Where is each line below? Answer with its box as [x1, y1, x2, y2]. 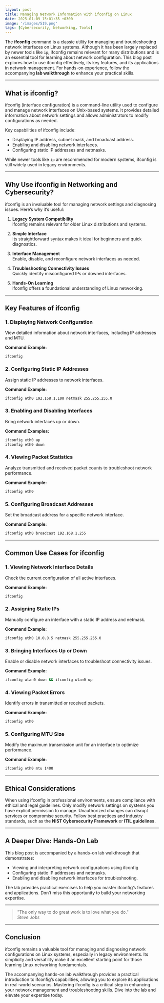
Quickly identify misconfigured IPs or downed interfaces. [12, 270, 127, 276]
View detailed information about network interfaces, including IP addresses [5, 330, 156, 336]
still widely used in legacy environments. [5, 161, 87, 167]
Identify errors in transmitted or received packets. [5, 700, 105, 706]
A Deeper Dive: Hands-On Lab [5, 837, 99, 845]
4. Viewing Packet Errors [5, 689, 65, 695]
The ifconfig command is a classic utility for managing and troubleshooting [5, 39, 157, 45]
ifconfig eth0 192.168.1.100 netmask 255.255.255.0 [5, 396, 112, 401]
